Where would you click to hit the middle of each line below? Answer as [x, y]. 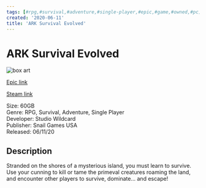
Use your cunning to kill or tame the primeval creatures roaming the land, [99, 172]
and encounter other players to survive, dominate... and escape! [87, 179]
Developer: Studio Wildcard [41, 119]
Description [29, 151]
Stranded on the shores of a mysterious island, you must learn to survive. [99, 166]
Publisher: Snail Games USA [42, 125]
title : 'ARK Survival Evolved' [46, 23]
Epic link [17, 82]
